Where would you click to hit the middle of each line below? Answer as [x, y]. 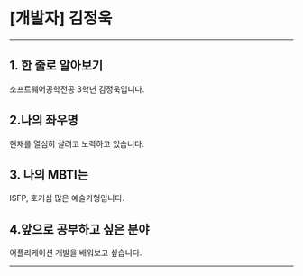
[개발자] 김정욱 [61, 18]
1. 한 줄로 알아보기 [56, 65]
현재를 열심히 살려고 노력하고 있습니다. [77, 143]
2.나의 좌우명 [44, 120]
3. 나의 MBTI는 [49, 175]
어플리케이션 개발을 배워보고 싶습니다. [76, 253]
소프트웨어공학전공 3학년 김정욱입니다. [77, 89]
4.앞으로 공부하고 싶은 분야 [79, 230]
